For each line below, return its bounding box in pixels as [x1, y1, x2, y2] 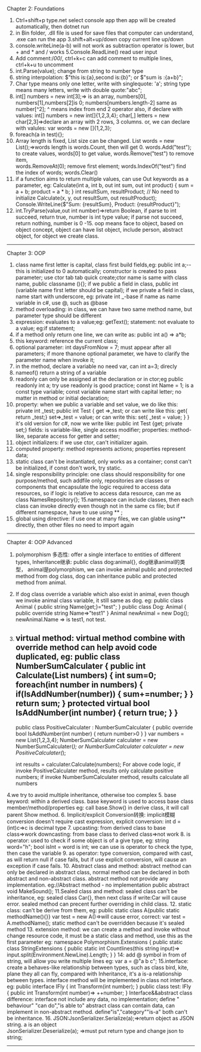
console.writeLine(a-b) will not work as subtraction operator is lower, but [15, 42, 194, 49]
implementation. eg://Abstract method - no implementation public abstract [7, 881, 190, 888]
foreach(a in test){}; [15, 131, 64, 138]
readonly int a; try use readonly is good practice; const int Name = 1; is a [15, 382, 194, 389]
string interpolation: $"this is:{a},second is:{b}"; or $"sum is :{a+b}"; [15, 74, 184, 81]
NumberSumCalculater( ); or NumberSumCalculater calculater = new [15, 743, 184, 750]
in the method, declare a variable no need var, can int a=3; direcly [15, 363, 178, 370]
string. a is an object [7, 1021, 57, 1028]
